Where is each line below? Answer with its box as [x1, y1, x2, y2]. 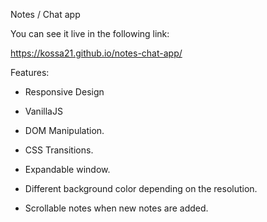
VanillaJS [24, 105, 63, 117]
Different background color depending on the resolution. [24, 183, 258, 194]
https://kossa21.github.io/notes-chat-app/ [10, 47, 183, 59]
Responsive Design [24, 86, 105, 98]
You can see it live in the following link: [10, 28, 170, 39]
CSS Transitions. [24, 144, 94, 156]
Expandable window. [24, 164, 111, 175]
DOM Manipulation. [24, 125, 105, 136]
